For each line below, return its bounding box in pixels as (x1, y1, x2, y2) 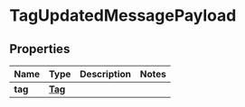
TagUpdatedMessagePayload (9, 5, 237, 26)
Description (80, 68, 131, 80)
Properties (9, 41, 71, 57)
